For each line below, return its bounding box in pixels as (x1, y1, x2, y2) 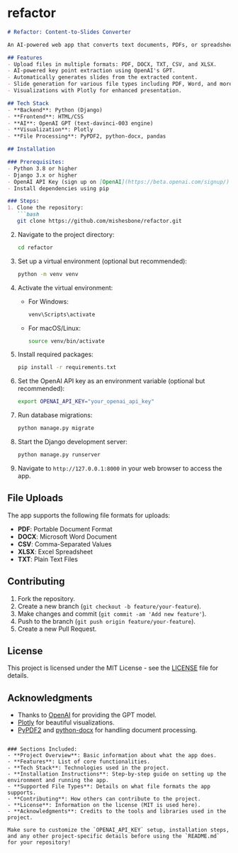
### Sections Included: (7, 746, 78, 753)
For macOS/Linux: (28, 324, 81, 332)
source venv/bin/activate (28, 337, 105, 345)
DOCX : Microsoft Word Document (17, 532, 117, 541)
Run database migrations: (17, 411, 93, 419)
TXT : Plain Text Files (17, 555, 78, 563)
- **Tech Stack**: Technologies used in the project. (7, 764, 170, 771)
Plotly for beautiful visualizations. (17, 718, 115, 727)
